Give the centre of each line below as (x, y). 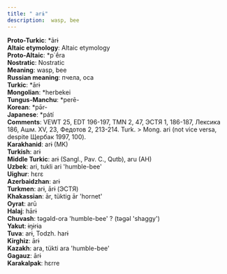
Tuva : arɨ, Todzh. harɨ (38, 233)
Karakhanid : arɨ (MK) (38, 144)
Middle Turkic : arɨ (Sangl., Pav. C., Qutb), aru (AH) (80, 159)
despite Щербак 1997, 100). (47, 136)
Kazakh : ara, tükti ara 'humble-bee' (58, 248)
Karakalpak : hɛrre (34, 263)
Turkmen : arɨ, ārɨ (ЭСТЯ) (43, 189)
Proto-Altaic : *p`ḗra (36, 55)
